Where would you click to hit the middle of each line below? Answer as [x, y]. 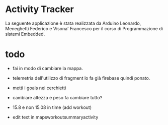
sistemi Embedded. [25, 34]
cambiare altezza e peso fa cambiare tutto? [57, 97]
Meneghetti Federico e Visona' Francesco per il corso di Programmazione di [84, 28]
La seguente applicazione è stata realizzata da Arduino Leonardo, [73, 23]
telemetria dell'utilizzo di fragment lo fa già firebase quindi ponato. [81, 78]
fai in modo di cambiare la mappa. [48, 68]
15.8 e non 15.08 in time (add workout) [52, 107]
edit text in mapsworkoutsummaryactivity [55, 117]
